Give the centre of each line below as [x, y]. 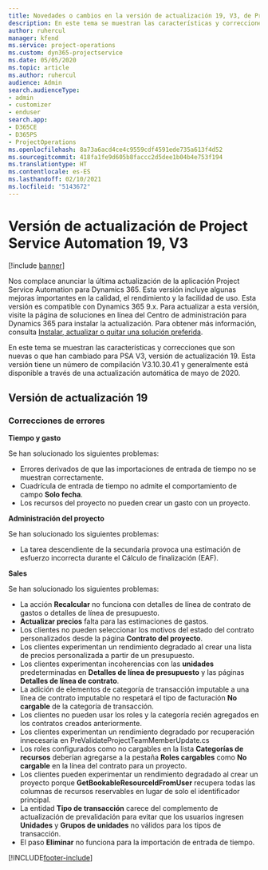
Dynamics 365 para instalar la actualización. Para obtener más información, [132, 323]
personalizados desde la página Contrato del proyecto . [111, 639]
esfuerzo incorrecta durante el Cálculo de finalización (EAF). [119, 558]
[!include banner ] [37, 265]
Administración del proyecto [57, 519]
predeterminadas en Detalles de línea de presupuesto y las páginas [132, 672]
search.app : [28, 120]
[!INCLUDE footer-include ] [51, 858]
